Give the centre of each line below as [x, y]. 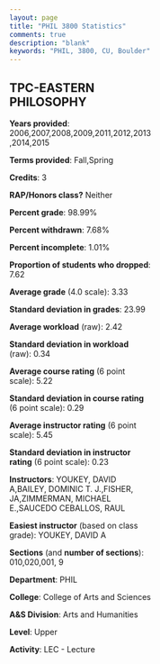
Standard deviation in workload [69, 344]
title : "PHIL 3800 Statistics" [68, 26]
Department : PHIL [44, 579]
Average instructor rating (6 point [73, 425]
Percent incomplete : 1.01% [60, 247]
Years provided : [40, 123]
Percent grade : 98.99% [53, 212]
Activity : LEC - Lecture [53, 649]
